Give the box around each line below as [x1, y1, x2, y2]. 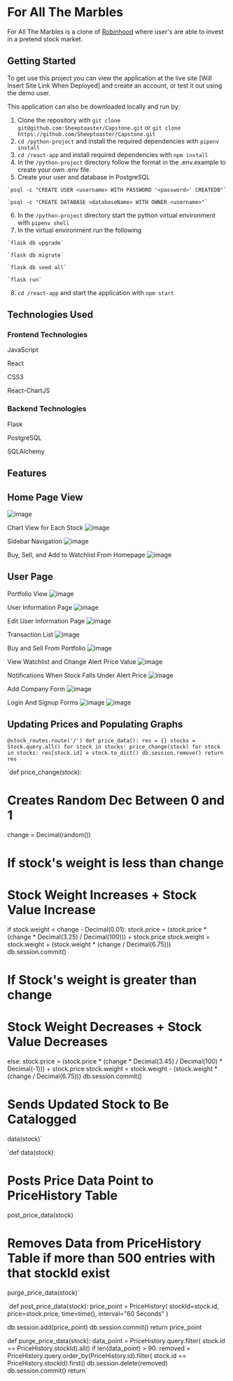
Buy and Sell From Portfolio [7, 644, 86, 652]
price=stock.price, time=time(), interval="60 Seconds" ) [7, 1309, 169, 1318]
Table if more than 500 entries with [7, 1250, 216, 1266]
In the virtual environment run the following [17, 226, 142, 234]
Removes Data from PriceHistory [7, 1235, 202, 1251]
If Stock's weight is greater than [7, 972, 197, 988]
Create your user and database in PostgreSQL [17, 172, 150, 181]
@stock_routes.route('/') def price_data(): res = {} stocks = [7, 737, 196, 744]
